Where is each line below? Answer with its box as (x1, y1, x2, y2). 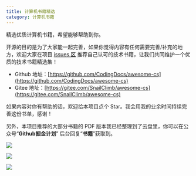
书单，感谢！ (21, 110, 53, 117)
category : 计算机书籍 (6, 14, 55, 20)
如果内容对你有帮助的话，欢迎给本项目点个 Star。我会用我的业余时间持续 (6, 103, 182, 110)
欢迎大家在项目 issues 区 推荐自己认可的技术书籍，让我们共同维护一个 (16, 50, 185, 57)
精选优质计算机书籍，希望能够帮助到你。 (6, 31, 104, 38)
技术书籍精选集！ (16, 58, 58, 65)
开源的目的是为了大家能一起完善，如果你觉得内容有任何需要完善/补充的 (6, 43, 178, 50)
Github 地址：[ (14, 70, 50, 77)
